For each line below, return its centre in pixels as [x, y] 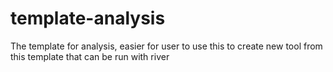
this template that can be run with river [90, 56]
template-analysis [88, 18]
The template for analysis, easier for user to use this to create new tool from [166, 46]
